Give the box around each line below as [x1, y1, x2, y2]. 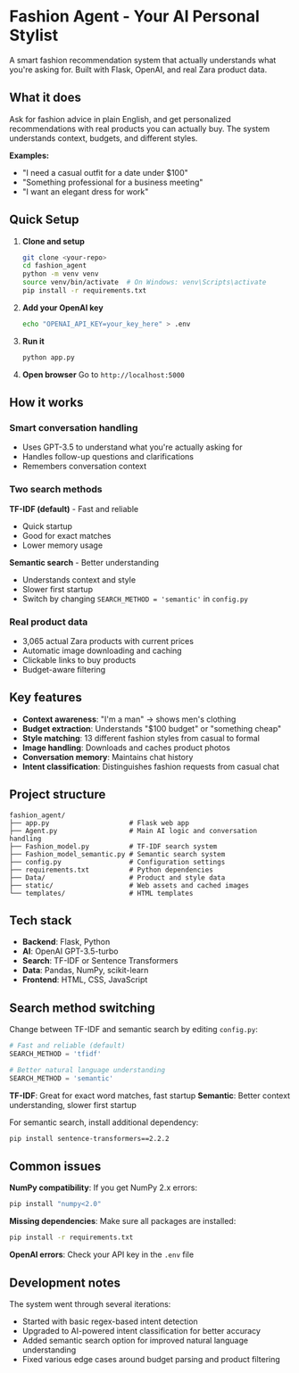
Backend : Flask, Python [21, 937, 111, 947]
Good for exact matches [21, 530, 112, 541]
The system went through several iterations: [9, 1298, 171, 1309]
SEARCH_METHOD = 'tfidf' [9, 1050, 102, 1059]
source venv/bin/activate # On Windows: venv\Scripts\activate [21, 278, 267, 287]
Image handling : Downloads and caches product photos [21, 742, 230, 753]
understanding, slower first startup [9, 1099, 137, 1110]
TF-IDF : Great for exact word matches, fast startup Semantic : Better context [9, 1090, 291, 1101]
